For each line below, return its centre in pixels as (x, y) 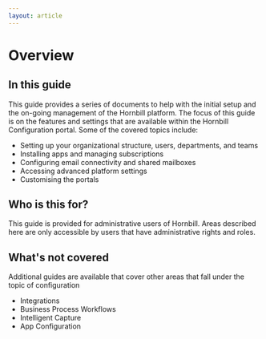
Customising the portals (59, 179)
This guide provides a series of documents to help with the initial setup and (132, 104)
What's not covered (59, 257)
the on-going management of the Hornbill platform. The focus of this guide (132, 112)
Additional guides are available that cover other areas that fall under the (126, 276)
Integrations (40, 301)
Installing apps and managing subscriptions (92, 154)
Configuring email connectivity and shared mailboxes (108, 162)
